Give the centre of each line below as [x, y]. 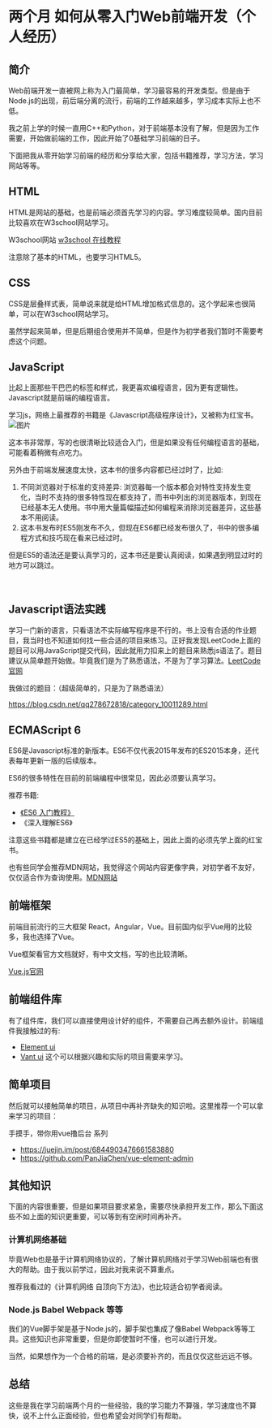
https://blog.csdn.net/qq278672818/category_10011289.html [108, 704]
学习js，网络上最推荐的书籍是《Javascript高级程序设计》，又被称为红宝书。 [133, 415]
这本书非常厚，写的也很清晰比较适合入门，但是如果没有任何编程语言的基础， [136, 443]
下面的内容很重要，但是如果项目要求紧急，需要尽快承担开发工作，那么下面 [132, 1206]
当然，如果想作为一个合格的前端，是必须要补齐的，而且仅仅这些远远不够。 [132, 1356]
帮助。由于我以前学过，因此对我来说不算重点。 [100, 1269]
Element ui [38, 1047]
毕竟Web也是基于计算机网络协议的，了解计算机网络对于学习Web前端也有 [130, 1259]
